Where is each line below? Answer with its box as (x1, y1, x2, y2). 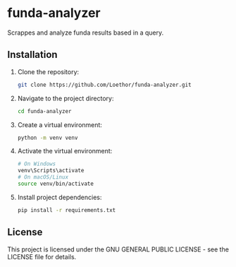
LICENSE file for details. (7, 252, 77, 261)
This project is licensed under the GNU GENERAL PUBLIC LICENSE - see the (7, 245, 229, 254)
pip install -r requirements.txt (17, 206, 116, 213)
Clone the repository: (17, 67, 80, 76)
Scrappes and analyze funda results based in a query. (7, 28, 164, 37)
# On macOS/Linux (17, 174, 69, 181)
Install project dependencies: (17, 193, 102, 201)
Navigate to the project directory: (17, 94, 114, 102)
